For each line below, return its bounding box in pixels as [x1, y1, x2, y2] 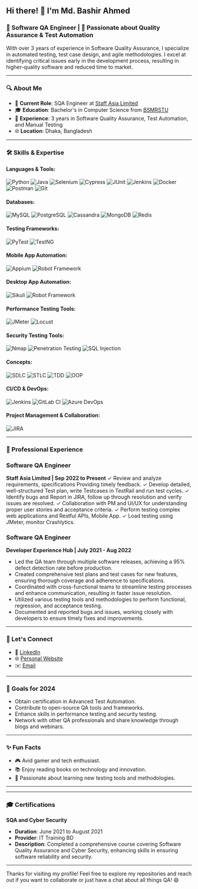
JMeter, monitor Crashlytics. [6, 519, 75, 526]
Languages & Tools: [6, 165, 56, 172]
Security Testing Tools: [6, 332, 65, 339]
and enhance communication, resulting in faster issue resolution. [14, 590, 172, 597]
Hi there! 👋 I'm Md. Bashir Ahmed [6, 6, 131, 16]
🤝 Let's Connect [6, 635, 53, 644]
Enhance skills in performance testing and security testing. [14, 710, 158, 717]
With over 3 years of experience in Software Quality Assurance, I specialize [6, 44, 190, 51]
